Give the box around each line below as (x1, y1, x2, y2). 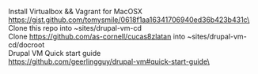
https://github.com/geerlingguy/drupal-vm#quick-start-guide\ (8, 57, 210, 66)
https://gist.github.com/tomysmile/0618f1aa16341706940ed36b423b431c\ (8, 15, 250, 24)
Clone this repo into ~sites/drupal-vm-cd (8, 24, 142, 32)
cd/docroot (8, 40, 45, 50)
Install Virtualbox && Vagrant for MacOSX (8, 7, 142, 16)
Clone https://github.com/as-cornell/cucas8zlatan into (8, 31, 186, 41)
